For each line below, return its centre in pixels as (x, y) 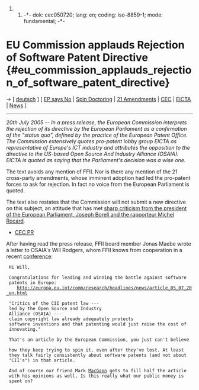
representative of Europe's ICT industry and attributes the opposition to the (98, 147)
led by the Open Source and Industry (55, 308)
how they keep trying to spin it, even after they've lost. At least (96, 350)
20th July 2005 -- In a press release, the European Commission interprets (97, 122)
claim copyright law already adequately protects (71, 319)
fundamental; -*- (44, 21)
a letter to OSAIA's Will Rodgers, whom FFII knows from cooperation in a (94, 250)
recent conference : (30, 256)
